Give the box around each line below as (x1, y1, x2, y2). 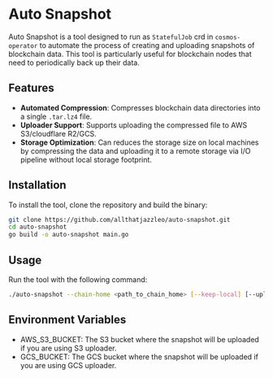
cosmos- (214, 33, 241, 41)
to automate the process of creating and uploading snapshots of (39, 40, 255, 50)
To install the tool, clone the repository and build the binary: (8, 200, 208, 210)
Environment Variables (8, 313, 127, 327)
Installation (8, 178, 67, 192)
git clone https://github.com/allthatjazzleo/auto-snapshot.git (8, 215, 231, 224)
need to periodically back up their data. (8, 58, 140, 67)
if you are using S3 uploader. (19, 343, 117, 353)
